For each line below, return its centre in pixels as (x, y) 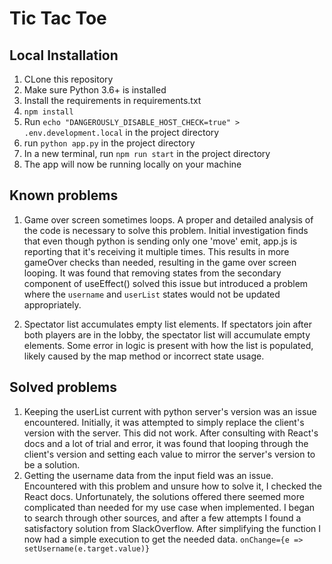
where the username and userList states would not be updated (152, 294)
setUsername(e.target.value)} (87, 548)
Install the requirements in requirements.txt (112, 100)
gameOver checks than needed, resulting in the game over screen (160, 262)
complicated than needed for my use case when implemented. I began (169, 507)
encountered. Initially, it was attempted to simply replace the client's (164, 422)
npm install (48, 112)
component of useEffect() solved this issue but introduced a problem (166, 283)
